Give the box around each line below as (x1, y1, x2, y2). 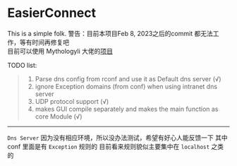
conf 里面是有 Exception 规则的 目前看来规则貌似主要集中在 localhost (7, 142, 210, 150)
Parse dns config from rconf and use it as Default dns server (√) (35, 74, 221, 83)
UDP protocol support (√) (35, 97, 109, 105)
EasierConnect (7, 5, 97, 21)
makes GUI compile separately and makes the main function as (35, 105, 219, 113)
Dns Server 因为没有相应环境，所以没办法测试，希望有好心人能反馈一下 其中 (7, 133, 228, 142)
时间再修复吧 (31, 37, 69, 47)
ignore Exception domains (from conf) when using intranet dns (35, 82, 217, 90)
